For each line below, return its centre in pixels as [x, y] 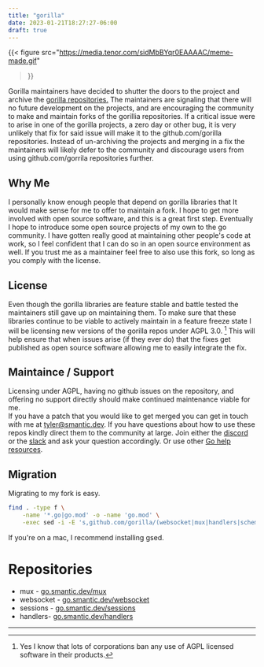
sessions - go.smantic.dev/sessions [77, 608]
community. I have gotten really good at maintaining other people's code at [130, 235]
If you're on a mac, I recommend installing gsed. [86, 537]
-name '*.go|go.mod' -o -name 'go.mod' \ [91, 515]
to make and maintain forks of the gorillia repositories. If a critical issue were [132, 117]
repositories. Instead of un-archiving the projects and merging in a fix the [126, 142]
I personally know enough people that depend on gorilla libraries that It [123, 202]
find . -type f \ [37, 508]
